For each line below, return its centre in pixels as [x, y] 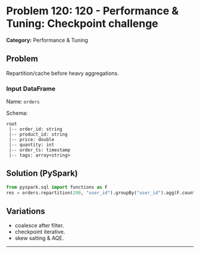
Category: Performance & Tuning [47, 40]
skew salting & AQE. [39, 238]
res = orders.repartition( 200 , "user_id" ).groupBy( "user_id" [84, 193]
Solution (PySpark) [42, 174]
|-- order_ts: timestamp [39, 150]
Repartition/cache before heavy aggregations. [62, 73]
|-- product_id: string [38, 135]
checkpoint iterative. [40, 232]
